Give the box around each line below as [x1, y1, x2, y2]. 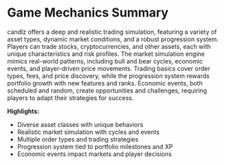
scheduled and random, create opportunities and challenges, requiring [7, 86, 208, 95]
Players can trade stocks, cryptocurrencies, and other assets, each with [7, 42, 211, 50]
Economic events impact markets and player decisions [17, 150, 172, 158]
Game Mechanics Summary [7, 5, 169, 21]
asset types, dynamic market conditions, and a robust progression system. [7, 35, 219, 43]
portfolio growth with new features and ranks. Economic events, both [7, 79, 203, 87]
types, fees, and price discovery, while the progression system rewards [7, 71, 210, 80]
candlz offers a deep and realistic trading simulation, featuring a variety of [7, 28, 217, 36]
